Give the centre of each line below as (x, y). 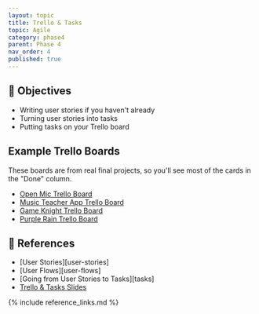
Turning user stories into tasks (68, 118)
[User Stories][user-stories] (64, 262)
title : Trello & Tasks (45, 23)
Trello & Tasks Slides (53, 287)
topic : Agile (29, 30)
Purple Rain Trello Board (58, 219)
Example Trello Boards (64, 151)
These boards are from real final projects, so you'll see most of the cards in (129, 170)
